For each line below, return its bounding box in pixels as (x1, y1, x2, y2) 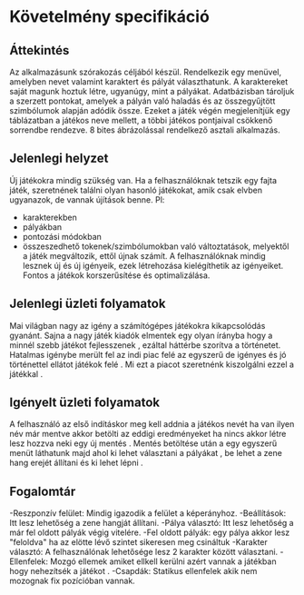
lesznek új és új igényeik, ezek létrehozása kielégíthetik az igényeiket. (22, 260, 284, 271)
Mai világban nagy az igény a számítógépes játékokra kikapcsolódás (9, 320, 266, 331)
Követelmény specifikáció (9, 6, 211, 27)
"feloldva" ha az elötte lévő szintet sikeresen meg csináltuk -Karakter (9, 537, 268, 548)
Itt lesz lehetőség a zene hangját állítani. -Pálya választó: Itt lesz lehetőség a (9, 518, 294, 529)
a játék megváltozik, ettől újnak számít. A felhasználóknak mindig (22, 250, 266, 261)
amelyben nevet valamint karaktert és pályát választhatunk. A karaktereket (9, 76, 289, 87)
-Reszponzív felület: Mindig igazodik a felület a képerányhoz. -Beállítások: (9, 508, 287, 519)
